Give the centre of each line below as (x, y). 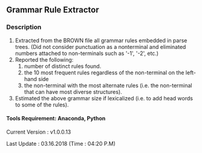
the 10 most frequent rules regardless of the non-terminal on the (104, 73)
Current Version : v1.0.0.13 (39, 132)
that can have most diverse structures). (73, 92)
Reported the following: (44, 59)
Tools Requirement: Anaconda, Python (56, 119)
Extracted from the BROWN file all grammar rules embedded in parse (101, 40)
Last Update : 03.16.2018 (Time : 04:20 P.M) (61, 143)
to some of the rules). (42, 105)
